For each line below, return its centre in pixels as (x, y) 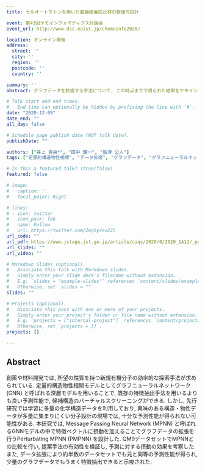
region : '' (26, 62)
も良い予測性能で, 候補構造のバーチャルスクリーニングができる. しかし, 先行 (102, 400)
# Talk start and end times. (43, 101)
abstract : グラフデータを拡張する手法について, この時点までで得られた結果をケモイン (102, 90)
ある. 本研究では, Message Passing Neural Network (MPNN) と (101, 423)
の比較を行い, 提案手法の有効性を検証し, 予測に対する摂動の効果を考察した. (101, 446)
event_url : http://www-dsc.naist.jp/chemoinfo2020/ (73, 29)
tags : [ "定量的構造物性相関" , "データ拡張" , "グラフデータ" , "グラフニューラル (97, 158)
